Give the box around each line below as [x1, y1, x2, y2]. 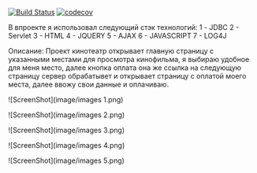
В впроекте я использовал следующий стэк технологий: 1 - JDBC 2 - [8, 23, 240, 31]
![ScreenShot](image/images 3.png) [8, 126, 125, 134]
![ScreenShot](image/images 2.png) [8, 110, 125, 120]
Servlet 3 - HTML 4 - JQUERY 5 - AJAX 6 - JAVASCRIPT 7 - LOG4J [8, 31, 227, 40]
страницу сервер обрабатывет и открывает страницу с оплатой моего [8, 72, 247, 80]
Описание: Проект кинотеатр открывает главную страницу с [8, 46, 214, 55]
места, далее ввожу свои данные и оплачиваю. [8, 79, 169, 89]
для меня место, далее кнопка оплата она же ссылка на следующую [8, 63, 242, 72]
